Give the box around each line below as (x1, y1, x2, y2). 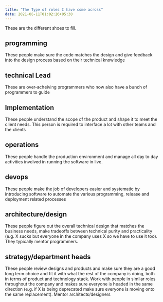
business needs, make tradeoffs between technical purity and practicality (5, 228, 152, 234)
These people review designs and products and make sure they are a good (5, 266, 155, 271)
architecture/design (5, 210, 67, 218)
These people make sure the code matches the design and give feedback (5, 52, 153, 58)
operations (5, 141, 39, 149)
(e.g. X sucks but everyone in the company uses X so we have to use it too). (5, 233, 158, 239)
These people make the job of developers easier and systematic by (5, 186, 140, 192)
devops (5, 173, 28, 181)
